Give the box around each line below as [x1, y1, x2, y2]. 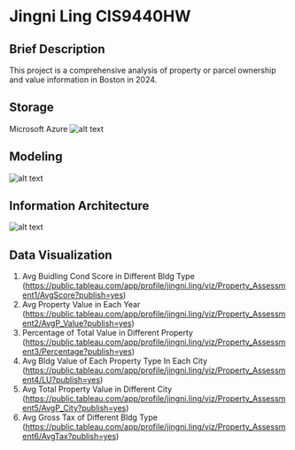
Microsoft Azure [9, 123, 68, 134]
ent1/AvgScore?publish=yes [21, 290, 124, 300]
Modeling [9, 149, 63, 165]
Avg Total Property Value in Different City [21, 384, 173, 395]
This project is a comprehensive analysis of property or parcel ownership [9, 65, 276, 75]
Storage [9, 100, 55, 115]
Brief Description [9, 42, 105, 57]
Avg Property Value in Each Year [21, 299, 141, 310]
